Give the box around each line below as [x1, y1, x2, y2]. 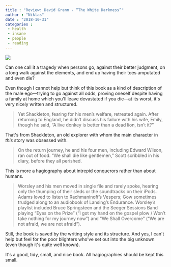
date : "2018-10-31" [5, 17, 49, 22]
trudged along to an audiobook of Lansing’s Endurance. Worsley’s [17, 199, 156, 205]
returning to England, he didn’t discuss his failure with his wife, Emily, [17, 116, 163, 122]
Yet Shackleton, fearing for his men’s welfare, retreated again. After [17, 111, 159, 117]
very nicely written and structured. [5, 101, 78, 107]
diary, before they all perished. [17, 157, 82, 164]
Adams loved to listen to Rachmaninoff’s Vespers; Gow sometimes [17, 194, 157, 200]
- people [7, 36, 26, 41]
